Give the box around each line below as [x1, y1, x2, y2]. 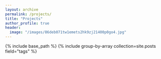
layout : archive [5, 7, 38, 12]
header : [5, 25, 21, 30]
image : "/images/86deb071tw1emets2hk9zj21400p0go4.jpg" [9, 30, 127, 35]
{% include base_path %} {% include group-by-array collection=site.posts [5, 43, 156, 49]
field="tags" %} [5, 48, 37, 54]
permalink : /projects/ [5, 12, 52, 17]
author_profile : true [5, 20, 50, 26]
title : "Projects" [5, 16, 43, 21]
